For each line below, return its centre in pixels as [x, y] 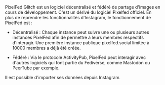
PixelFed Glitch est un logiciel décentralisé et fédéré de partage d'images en [83, 7]
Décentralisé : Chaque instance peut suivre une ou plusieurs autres [81, 32]
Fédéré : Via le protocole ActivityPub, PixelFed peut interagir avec [79, 57]
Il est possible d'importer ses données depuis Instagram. [63, 77]
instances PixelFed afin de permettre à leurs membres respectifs [78, 37]
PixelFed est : [19, 23]
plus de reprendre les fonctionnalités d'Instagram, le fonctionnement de [78, 17]
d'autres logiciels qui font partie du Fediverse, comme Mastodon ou [81, 63]
